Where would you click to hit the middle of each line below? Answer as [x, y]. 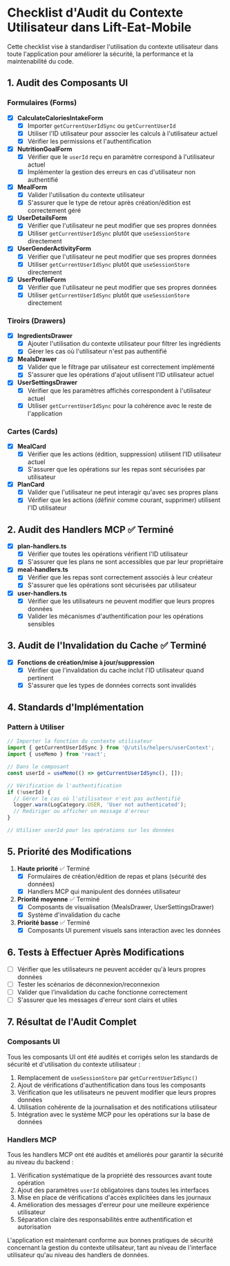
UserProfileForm [41, 279]
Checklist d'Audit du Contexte [95, 13]
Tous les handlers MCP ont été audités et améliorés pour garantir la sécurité [115, 1155]
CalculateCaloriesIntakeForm [60, 118]
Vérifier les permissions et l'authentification [89, 141]
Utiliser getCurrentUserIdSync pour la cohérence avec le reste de [119, 405]
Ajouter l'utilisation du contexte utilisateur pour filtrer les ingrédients [124, 344]
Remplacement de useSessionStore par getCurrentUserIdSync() [107, 1077]
